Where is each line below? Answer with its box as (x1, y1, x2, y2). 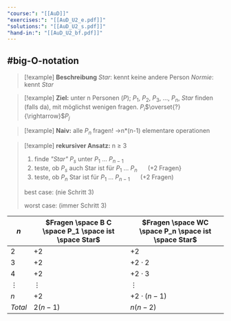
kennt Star (23, 81, 54, 89)
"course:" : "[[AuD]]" (7, 10, 69, 17)
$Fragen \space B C (45, 218, 112, 227)
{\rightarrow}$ (23, 112, 65, 120)
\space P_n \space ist (139, 226, 212, 236)
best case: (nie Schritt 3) (23, 187, 94, 196)
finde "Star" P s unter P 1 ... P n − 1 (34, 155, 124, 165)
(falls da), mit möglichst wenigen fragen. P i (23, 103, 146, 112)
